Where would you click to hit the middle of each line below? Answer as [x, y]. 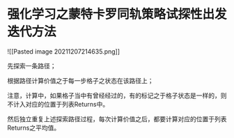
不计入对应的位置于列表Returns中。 [58, 104]
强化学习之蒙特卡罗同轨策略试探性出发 [117, 14]
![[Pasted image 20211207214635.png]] [64, 51]
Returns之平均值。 [34, 128]
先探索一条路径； [32, 66]
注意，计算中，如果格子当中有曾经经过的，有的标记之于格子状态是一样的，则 [117, 95]
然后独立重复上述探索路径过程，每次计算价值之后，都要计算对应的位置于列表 [117, 118]
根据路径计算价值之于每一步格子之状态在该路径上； [80, 80]
